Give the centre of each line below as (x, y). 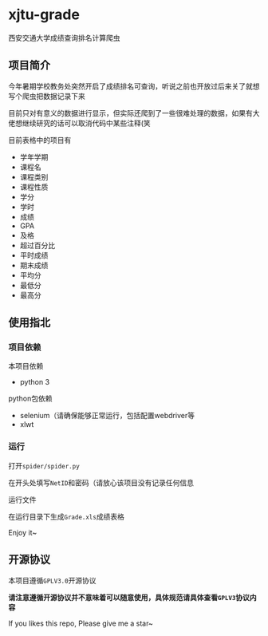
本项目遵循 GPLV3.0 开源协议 (53, 580)
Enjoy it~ (23, 532)
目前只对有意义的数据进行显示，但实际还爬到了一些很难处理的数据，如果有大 (134, 113)
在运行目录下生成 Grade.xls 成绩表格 (67, 516)
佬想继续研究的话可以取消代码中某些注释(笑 (80, 123)
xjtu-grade (44, 15)
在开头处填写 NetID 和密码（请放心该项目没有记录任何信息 (101, 482)
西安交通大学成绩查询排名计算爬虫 (64, 38)
